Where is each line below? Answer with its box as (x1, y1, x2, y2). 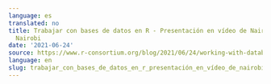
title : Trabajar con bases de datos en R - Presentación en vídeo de (8, 26, 248, 34)
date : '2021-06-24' (8, 42, 74, 50)
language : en (8, 57, 52, 65)
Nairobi (15, 34, 42, 42)
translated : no (8, 19, 60, 27)
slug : (8, 64, 27, 72)
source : (8, 49, 35, 57)
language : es (8, 11, 52, 20)
